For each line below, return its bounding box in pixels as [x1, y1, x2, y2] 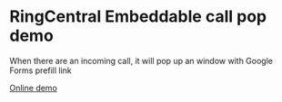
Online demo [9, 82, 57, 93]
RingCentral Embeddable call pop [9, 6, 267, 27]
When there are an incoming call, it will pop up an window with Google [9, 55, 273, 66]
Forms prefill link [9, 65, 72, 76]
